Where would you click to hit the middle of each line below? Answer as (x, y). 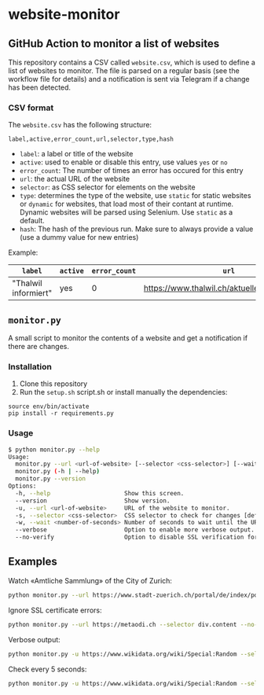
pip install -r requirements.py (61, 414)
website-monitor (64, 15)
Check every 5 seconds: (48, 669)
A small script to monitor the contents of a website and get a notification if (128, 338)
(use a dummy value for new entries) (79, 237)
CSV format (31, 108)
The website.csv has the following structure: (80, 125)
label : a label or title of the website (76, 154)
